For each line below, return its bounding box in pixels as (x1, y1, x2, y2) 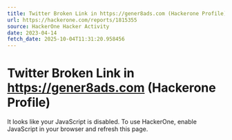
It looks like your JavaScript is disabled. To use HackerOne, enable (7, 118, 197, 126)
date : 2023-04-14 (7, 29, 57, 37)
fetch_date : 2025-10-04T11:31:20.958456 (7, 36, 126, 43)
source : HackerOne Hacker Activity (7, 23, 110, 30)
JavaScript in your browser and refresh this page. (7, 125, 148, 133)
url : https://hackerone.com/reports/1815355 (7, 17, 137, 23)
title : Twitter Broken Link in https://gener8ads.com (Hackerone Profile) (7, 10, 227, 17)
